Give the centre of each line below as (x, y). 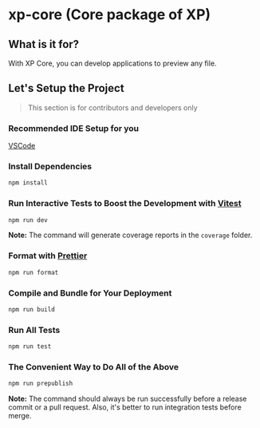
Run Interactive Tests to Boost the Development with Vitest (125, 204)
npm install (28, 183)
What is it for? (44, 44)
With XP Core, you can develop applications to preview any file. (112, 63)
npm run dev (28, 220)
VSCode (22, 146)
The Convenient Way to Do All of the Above (94, 367)
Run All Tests (34, 330)
